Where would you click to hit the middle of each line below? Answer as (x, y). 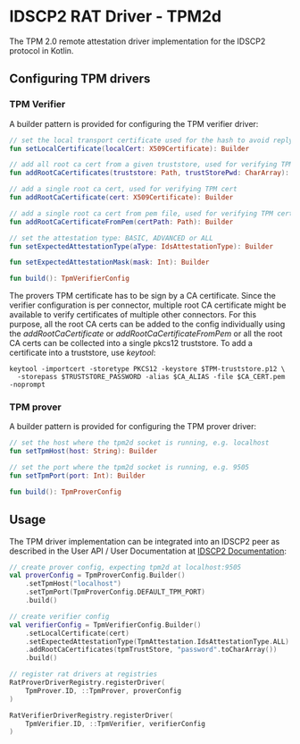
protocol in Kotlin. (42, 50)
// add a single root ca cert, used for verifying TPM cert (124, 190)
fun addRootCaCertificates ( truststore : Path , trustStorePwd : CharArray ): (150, 173)
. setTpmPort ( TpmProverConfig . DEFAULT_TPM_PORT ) (115, 592)
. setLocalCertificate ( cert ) (77, 633)
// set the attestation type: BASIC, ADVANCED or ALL (112, 238)
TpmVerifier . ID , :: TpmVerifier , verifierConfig (115, 723)
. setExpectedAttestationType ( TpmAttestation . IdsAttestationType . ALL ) (158, 641)
